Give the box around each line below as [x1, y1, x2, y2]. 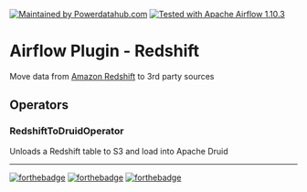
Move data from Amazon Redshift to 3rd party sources [9, 70, 215, 81]
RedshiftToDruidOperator [9, 124, 124, 137]
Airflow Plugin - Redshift [9, 41, 200, 61]
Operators [9, 97, 69, 113]
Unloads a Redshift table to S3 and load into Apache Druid [9, 145, 228, 156]
